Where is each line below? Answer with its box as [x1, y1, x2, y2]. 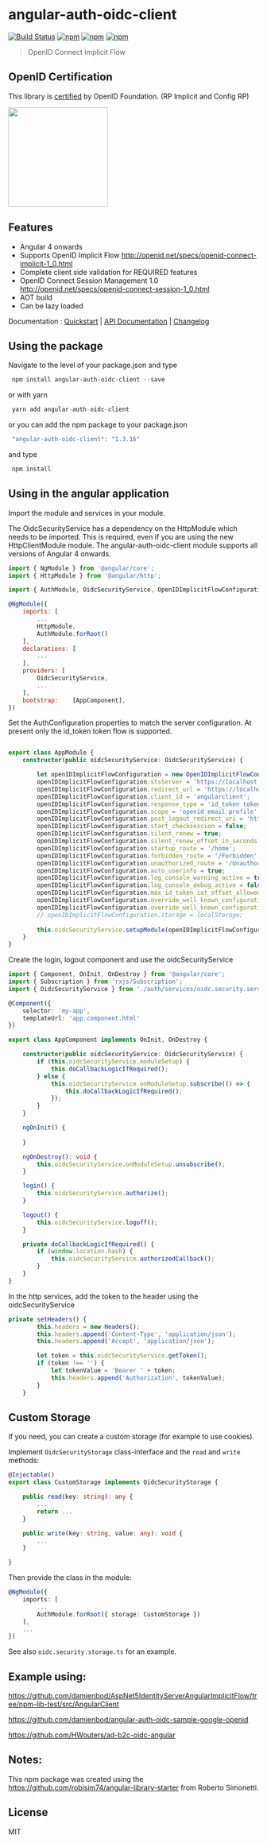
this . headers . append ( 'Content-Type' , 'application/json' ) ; [37, 1330, 237, 1338]
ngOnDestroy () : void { [22, 1152, 98, 1161]
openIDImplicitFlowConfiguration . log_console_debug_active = [37, 881, 244, 889]
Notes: [8, 1753, 42, 1767]
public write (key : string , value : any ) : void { [22, 1529, 183, 1537]
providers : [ [22, 667, 66, 675]
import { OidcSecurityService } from [8, 985, 133, 993]
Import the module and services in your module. [8, 508, 165, 517]
